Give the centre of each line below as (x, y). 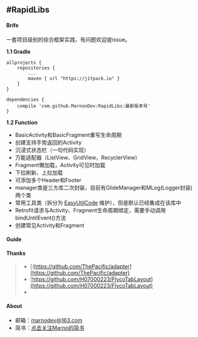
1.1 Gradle (18, 51)
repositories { (36, 68)
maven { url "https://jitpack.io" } (74, 78)
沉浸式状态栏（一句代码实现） (52, 150)
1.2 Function (22, 122)
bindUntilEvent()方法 (40, 218)
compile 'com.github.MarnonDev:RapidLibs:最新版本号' (84, 106)
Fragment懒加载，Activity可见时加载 (60, 165)
